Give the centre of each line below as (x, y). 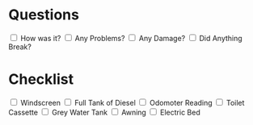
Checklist (41, 79)
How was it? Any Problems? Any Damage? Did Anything (131, 38)
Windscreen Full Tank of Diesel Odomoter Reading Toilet (132, 102)
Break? (20, 47)
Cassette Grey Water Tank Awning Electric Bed (104, 112)
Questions (44, 15)
